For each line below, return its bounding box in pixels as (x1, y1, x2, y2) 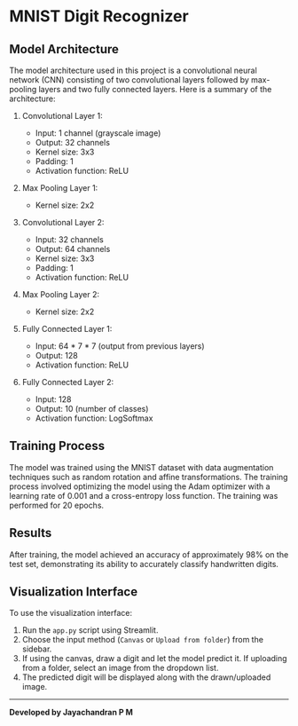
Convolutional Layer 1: (21, 111, 104, 121)
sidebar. (21, 643, 52, 654)
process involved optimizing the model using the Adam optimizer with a (9, 481, 271, 492)
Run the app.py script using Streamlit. (21, 625, 159, 635)
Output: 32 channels (35, 138, 111, 147)
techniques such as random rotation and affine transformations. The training (9, 471, 288, 482)
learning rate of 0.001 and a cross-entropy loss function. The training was (9, 490, 278, 501)
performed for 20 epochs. (9, 500, 105, 510)
